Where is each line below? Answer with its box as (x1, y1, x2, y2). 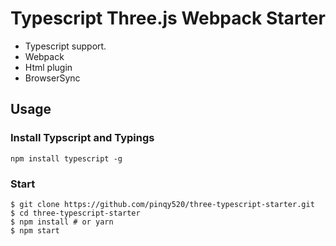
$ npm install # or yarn (10, 217, 114, 227)
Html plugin (24, 61, 73, 73)
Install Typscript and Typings (10, 131, 155, 145)
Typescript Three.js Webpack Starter (10, 7, 326, 30)
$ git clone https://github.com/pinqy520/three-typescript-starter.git (10, 199, 315, 209)
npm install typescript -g (10, 153, 123, 164)
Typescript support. (24, 40, 107, 52)
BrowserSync (24, 72, 81, 84)
